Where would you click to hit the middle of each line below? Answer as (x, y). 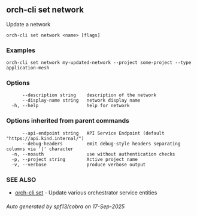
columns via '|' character (40, 149)
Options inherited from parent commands (68, 121)
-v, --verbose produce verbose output (79, 165)
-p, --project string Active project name (75, 159)
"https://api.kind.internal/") (45, 138)
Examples (21, 50)
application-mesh (28, 68)
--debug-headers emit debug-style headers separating (101, 144)
